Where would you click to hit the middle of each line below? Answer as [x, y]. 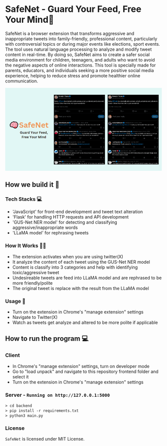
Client [12, 355]
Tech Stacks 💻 [24, 199]
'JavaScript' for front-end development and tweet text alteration [78, 212]
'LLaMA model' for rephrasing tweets [50, 233]
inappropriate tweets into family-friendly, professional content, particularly [81, 39]
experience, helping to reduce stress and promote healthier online [73, 75]
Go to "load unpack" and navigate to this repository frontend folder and [85, 372]
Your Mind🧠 [30, 20]
